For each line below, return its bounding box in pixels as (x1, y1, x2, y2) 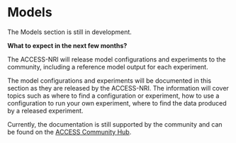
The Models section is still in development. (7, 28, 133, 36)
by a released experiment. (7, 106, 84, 115)
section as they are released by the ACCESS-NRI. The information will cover (7, 84, 229, 92)
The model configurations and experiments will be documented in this (7, 76, 211, 85)
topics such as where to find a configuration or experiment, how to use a (7, 91, 220, 100)
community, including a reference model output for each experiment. (7, 62, 208, 71)
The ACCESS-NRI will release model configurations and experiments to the (7, 55, 226, 64)
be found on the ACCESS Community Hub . (7, 127, 132, 136)
